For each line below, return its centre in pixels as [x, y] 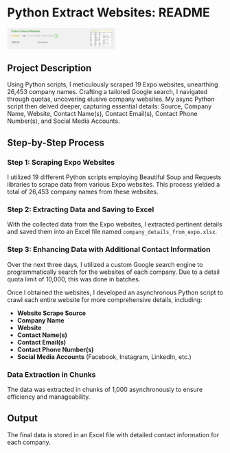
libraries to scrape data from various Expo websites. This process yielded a [114, 185]
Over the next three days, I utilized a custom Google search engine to [105, 264]
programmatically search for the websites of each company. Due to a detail [114, 272]
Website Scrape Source [51, 313]
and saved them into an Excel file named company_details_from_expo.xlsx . [112, 232]
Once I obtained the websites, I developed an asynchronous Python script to [115, 292]
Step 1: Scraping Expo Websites [61, 162]
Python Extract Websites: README [109, 13]
